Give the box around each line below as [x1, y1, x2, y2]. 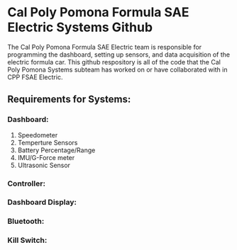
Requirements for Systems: [7, 93, 131, 106]
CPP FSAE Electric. [7, 72, 63, 81]
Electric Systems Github [7, 19, 153, 35]
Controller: [7, 178, 46, 188]
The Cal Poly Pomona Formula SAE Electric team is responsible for [7, 42, 202, 51]
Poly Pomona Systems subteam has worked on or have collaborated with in [7, 65, 228, 74]
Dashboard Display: [7, 198, 77, 208]
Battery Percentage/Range [17, 146, 96, 154]
